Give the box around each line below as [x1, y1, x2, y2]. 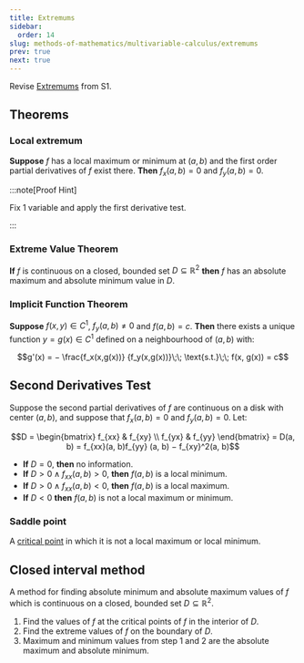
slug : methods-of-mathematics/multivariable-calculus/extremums [9, 38, 258, 48]
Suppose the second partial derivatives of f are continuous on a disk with [9, 402, 284, 413]
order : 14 [17, 30, 55, 39]
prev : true [9, 47, 51, 57]
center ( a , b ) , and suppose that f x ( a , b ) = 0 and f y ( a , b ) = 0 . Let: [9, 411, 248, 425]
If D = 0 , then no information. [22, 459, 134, 470]
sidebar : [9, 22, 43, 31]
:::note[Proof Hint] [9, 184, 77, 196]
